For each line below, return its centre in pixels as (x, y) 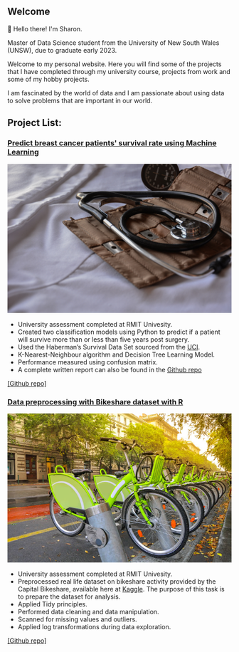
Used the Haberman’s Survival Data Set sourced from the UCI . (109, 347)
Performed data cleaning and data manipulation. (88, 612)
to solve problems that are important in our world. (80, 100)
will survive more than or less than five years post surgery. (103, 340)
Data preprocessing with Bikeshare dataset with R (95, 402)
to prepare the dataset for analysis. (69, 596)
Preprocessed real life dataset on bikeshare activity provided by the (117, 582)
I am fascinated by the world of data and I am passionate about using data (116, 93)
